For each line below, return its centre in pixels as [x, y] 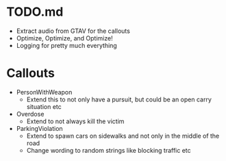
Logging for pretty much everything [66, 45]
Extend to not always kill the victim [75, 121]
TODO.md [35, 12]
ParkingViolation [39, 128]
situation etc [44, 106]
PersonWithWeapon [44, 92]
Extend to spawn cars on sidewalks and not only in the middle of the [123, 136]
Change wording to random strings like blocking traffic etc [109, 150]
